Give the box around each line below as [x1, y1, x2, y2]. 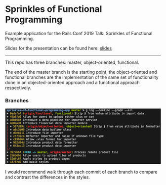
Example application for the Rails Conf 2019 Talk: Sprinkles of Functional [5, 30, 153, 36]
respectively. [5, 85, 31, 91]
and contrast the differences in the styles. [5, 174, 90, 180]
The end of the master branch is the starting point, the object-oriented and [5, 69, 157, 75]
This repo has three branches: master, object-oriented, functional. [5, 59, 139, 65]
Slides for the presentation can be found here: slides [5, 45, 112, 51]
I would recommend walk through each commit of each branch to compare [5, 169, 158, 175]
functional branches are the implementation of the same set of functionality [5, 74, 159, 80]
